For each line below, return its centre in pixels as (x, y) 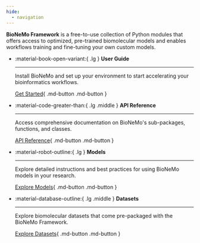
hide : (13, 12)
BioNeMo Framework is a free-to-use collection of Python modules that (95, 34)
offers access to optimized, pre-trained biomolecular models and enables (96, 41)
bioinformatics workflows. (47, 82)
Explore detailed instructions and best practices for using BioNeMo (97, 169)
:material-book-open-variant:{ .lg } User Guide (72, 59)
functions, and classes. (43, 128)
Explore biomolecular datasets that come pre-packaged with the (94, 216)
